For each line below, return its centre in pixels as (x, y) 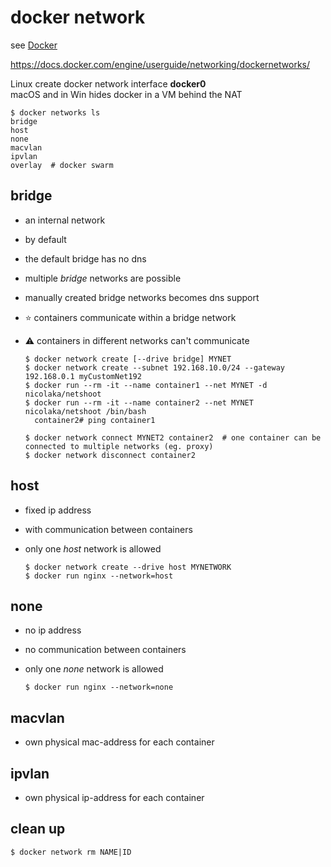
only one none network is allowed (94, 669)
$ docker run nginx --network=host (99, 576)
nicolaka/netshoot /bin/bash (85, 411)
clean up (38, 829)
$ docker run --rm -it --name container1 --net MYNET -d (146, 385)
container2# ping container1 (95, 420)
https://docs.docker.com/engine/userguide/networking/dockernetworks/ (160, 64)
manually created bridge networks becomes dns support (142, 297)
